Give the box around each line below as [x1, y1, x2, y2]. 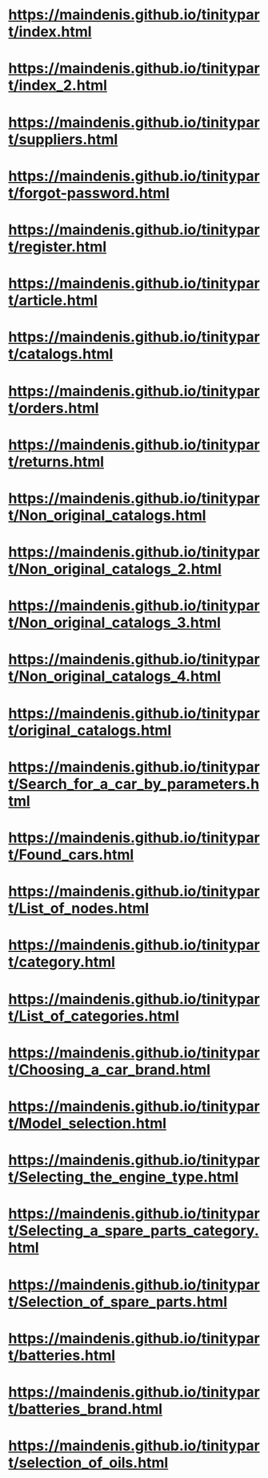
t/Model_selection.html [8, 1114, 166, 1132]
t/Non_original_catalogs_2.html [8, 560, 222, 578]
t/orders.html [8, 399, 99, 417]
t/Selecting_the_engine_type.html [8, 1168, 239, 1186]
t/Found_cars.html [8, 846, 134, 864]
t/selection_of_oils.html [8, 1454, 169, 1472]
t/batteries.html [8, 1346, 116, 1364]
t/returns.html [8, 452, 105, 471]
